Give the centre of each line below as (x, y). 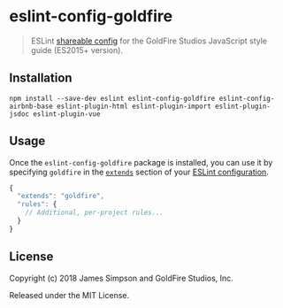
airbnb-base (31, 106)
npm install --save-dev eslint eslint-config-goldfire (112, 98)
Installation (41, 78)
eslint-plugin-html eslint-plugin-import (134, 106)
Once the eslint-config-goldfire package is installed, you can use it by (141, 162)
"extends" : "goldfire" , (61, 196)
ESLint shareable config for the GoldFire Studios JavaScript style (149, 41)
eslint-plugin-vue (66, 114)
